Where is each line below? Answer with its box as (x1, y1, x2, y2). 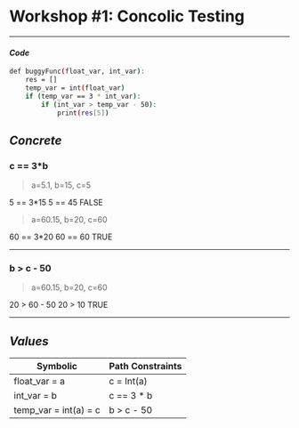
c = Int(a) (109, 376, 148, 388)
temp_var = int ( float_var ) (25, 83, 125, 93)
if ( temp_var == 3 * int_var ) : (25, 92, 141, 101)
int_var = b (13, 390, 58, 402)
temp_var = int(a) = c (13, 404, 101, 416)
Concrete (9, 133, 62, 148)
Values (9, 334, 49, 349)
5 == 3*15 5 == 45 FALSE (9, 198, 104, 208)
